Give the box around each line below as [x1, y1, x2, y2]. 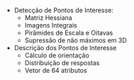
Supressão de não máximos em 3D [24, 36, 127, 45]
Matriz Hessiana [24, 13, 72, 22]
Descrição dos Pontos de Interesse [13, 44, 117, 52]
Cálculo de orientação [24, 51, 90, 59]
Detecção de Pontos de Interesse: [13, 6, 113, 14]
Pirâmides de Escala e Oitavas [24, 28, 113, 37]
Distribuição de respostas [24, 59, 100, 67]
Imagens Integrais [24, 21, 77, 29]
